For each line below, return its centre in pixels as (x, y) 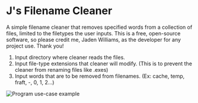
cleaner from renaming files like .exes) (61, 69)
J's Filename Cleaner (59, 11)
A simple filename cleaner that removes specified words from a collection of (99, 27)
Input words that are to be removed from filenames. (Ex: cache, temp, (100, 76)
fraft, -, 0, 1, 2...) (34, 82)
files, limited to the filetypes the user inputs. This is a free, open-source (93, 33)
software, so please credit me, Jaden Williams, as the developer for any (94, 39)
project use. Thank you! (35, 46)
